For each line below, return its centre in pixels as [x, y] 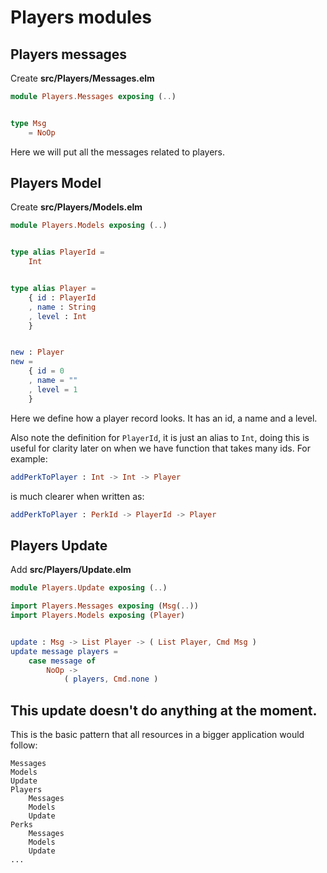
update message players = [64, 651]
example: [29, 458]
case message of [62, 661]
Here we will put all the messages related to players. [118, 152]
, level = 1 [53, 389]
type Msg [28, 123]
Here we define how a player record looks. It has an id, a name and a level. [164, 418]
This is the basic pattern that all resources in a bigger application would [157, 735]
